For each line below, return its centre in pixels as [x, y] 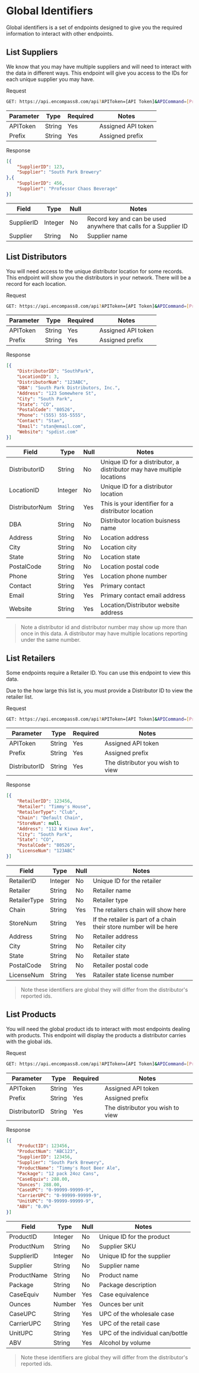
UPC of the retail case [129, 1323]
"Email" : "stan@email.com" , [51, 426]
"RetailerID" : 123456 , [45, 801]
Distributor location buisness [140, 520]
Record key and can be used [127, 219]
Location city [118, 547]
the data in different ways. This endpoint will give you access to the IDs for [97, 73]
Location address [125, 537]
